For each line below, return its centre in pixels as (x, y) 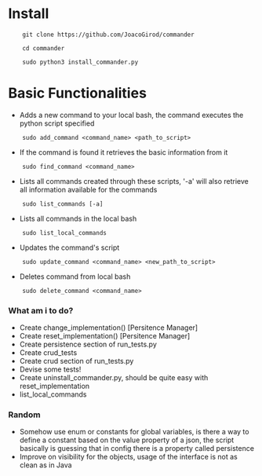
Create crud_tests (48, 353)
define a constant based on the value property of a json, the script (127, 440)
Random (24, 415)
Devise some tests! (50, 369)
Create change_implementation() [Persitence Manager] (109, 328)
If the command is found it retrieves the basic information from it (124, 152)
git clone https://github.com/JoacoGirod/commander (108, 35)
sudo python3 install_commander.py (80, 62)
